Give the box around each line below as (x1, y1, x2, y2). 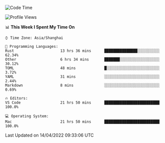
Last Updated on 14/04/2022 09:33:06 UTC (5, 132, 94, 138)
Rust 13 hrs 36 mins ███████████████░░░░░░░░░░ (5, 48, 160, 53)
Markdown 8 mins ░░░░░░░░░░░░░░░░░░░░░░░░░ (5, 83, 160, 88)
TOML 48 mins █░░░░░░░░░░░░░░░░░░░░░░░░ (5, 66, 160, 71)
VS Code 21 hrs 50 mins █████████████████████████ (5, 100, 160, 105)
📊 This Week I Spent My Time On (5, 24, 75, 30)
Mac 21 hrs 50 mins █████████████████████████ (5, 119, 160, 124)
